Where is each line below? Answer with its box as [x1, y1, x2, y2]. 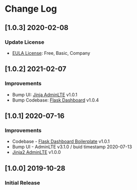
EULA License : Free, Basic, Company [12, 50, 90, 56]
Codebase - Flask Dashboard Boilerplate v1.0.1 [12, 138, 110, 145]
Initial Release [5, 179, 40, 186]
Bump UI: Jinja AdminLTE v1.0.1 [12, 91, 77, 98]
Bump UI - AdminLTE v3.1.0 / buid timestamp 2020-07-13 [12, 144, 132, 150]
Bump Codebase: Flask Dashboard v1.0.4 [12, 97, 99, 103]
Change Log [5, 3, 57, 15]
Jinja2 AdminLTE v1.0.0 [12, 149, 61, 155]
